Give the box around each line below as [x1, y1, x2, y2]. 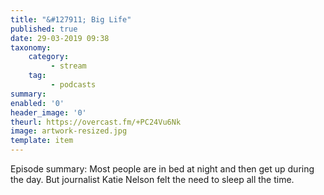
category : [28, 52, 70, 62]
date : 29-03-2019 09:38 [10, 33, 110, 43]
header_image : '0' [10, 107, 87, 118]
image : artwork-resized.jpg [10, 126, 128, 136]
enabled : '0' [10, 98, 65, 108]
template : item [10, 136, 74, 146]
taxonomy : [10, 42, 52, 53]
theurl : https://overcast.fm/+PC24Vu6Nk [10, 117, 182, 127]
